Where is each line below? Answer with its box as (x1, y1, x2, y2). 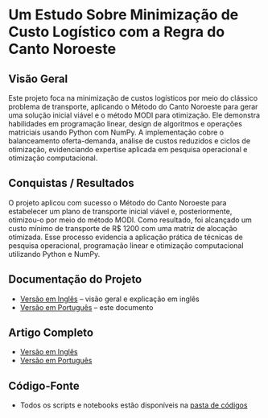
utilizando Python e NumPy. (8, 249, 101, 259)
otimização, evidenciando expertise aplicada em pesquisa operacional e (8, 145, 248, 154)
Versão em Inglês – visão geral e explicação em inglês (19, 294, 200, 304)
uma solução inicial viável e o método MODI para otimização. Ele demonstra (8, 110, 260, 120)
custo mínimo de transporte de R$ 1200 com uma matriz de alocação (8, 223, 237, 233)
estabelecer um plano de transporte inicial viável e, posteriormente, (8, 206, 233, 216)
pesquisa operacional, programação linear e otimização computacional (8, 240, 244, 250)
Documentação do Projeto (8, 272, 142, 287)
